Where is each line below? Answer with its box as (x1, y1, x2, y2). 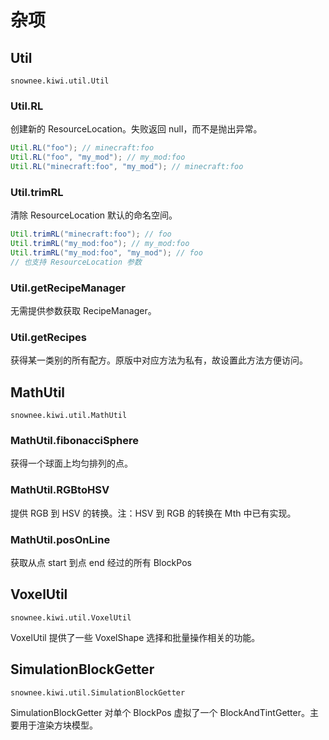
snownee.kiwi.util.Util (10, 76, 110, 86)
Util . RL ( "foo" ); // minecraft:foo (10, 143, 155, 153)
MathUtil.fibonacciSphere (10, 434, 140, 448)
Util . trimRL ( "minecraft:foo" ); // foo (10, 229, 172, 240)
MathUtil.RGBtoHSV (10, 483, 110, 497)
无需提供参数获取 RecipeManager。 (10, 305, 157, 317)
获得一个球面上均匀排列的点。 (10, 457, 133, 470)
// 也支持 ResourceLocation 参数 (10, 257, 142, 267)
